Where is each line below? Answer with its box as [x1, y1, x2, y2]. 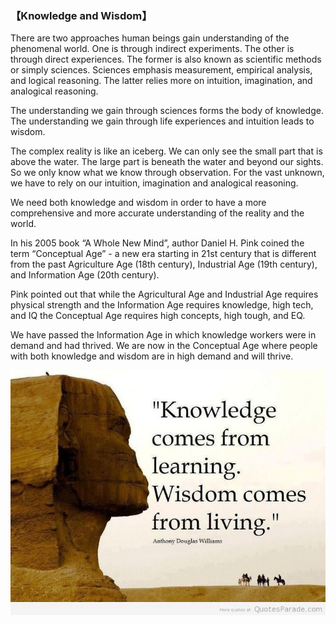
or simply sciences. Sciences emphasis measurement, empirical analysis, [10, 64, 313, 76]
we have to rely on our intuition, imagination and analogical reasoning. [10, 177, 299, 189]
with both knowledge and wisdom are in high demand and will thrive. [10, 350, 294, 362]
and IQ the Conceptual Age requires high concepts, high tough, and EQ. [10, 310, 306, 322]
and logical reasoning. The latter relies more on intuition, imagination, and [10, 75, 313, 87]
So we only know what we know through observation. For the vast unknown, [10, 167, 325, 179]
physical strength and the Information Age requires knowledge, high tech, [10, 299, 314, 311]
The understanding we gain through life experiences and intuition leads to [10, 115, 315, 127]
